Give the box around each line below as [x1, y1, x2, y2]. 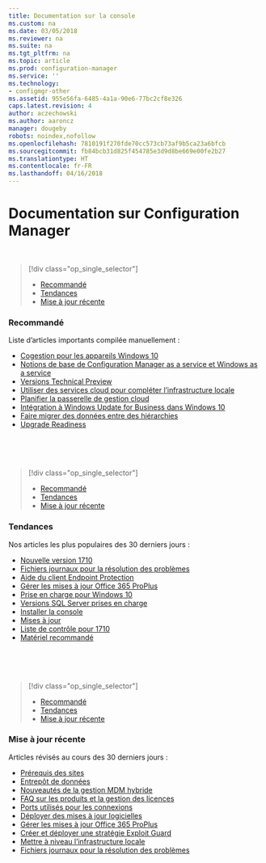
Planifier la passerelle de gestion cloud [19, 394, 150, 404]
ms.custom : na [8, 19, 57, 27]
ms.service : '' [8, 72, 60, 80]
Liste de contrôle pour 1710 [19, 624, 111, 634]
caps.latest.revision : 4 [8, 102, 92, 110]
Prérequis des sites [19, 768, 85, 777]
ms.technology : [8, 79, 60, 87]
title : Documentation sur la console [8, 11, 136, 20]
